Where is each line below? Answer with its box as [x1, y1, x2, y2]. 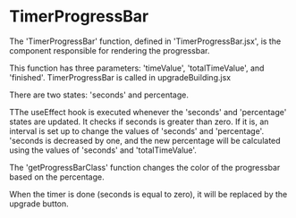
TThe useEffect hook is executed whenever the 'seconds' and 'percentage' [9, 106, 287, 117]
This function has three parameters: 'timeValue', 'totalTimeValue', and [9, 63, 265, 73]
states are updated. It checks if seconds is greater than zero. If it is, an [9, 116, 269, 127]
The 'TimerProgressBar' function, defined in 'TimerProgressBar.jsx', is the [9, 36, 282, 46]
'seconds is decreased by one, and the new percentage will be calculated [9, 135, 281, 146]
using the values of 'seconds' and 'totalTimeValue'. [9, 145, 197, 155]
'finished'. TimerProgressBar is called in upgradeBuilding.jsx [9, 71, 231, 82]
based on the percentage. [9, 172, 105, 182]
